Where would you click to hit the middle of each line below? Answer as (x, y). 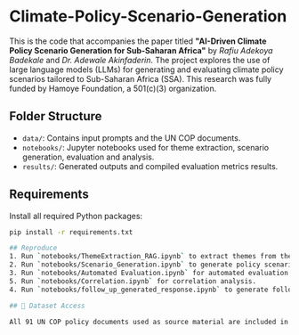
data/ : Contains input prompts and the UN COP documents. (131, 138)
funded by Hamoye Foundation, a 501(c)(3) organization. (113, 88)
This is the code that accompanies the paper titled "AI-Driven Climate (138, 41)
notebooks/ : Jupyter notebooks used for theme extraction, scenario (145, 147)
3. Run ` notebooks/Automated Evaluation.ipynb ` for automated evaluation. (151, 274)
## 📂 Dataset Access (48, 306)
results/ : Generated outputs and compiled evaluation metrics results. (150, 166)
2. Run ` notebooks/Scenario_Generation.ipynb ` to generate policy (135, 265)
